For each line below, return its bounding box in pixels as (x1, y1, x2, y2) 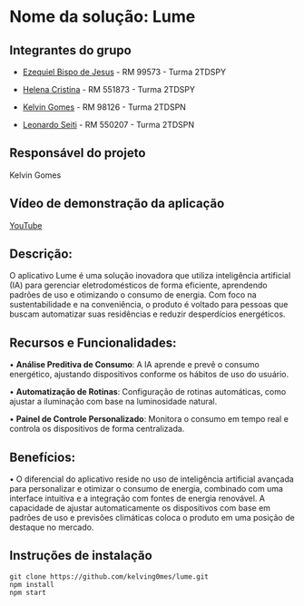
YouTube (9, 220, 43, 230)
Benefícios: (9, 449, 75, 464)
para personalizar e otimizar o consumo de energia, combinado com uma (9, 484, 284, 494)
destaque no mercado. (9, 522, 94, 533)
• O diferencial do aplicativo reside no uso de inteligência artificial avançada (9, 474, 295, 484)
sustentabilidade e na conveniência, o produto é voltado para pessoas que (9, 299, 289, 310)
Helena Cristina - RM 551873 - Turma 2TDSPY (22, 84, 195, 94)
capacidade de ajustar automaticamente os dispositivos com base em (9, 503, 270, 513)
